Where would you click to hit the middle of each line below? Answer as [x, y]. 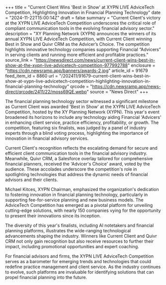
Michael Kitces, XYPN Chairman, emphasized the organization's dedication [82, 189]
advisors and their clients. [32, 180]
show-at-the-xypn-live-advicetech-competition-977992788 [67, 65]
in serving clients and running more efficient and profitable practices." [77, 55]
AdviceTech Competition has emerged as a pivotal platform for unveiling [79, 205]
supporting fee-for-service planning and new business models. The [74, 200]
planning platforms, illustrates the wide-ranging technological [68, 231]
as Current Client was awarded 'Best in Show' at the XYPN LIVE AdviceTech [83, 107]
